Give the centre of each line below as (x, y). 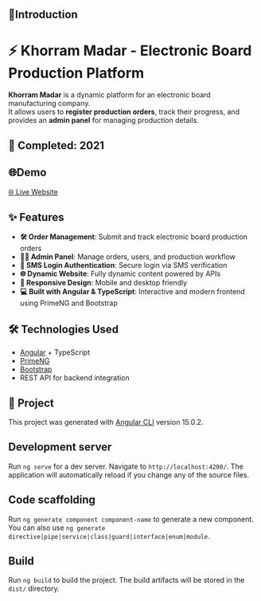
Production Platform (76, 73)
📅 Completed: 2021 (56, 145)
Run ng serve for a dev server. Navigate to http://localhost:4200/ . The (126, 466)
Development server (60, 447)
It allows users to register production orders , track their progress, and (124, 112)
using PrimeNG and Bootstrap (68, 303)
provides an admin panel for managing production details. (103, 120)
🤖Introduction (43, 15)
